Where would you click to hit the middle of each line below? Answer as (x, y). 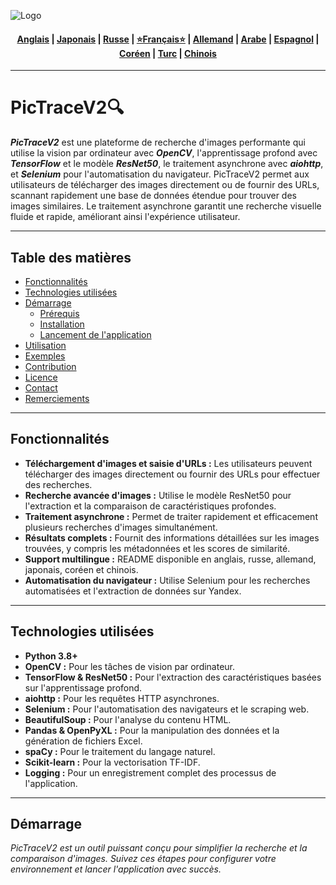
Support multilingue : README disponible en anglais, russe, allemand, (170, 559)
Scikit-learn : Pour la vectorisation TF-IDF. (112, 762)
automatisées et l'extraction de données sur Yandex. (133, 591)
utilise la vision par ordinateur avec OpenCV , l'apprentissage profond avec (164, 153)
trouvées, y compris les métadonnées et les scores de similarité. (157, 548)
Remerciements (57, 398)
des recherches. (58, 484)
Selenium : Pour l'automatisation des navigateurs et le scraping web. (167, 709)
